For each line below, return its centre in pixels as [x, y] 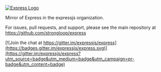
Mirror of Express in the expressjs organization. [55, 17]
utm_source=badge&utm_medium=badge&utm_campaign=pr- [70, 59]
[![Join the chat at [24, 43]
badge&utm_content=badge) [35, 64]
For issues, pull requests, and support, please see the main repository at [80, 27]
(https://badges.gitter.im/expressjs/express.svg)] [56, 48]
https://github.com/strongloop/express [46, 33]
